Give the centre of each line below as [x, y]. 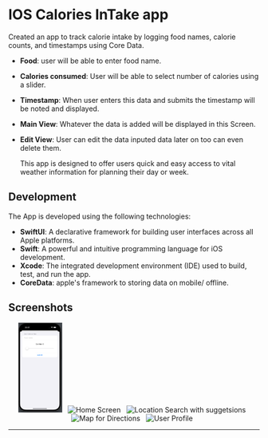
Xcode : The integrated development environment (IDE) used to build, [133, 266]
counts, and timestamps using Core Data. [76, 45]
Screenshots [41, 308]
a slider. [33, 85]
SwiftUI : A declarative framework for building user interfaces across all [136, 231]
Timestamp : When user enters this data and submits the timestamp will [137, 100]
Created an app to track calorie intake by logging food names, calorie [122, 37]
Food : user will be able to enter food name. [91, 61]
